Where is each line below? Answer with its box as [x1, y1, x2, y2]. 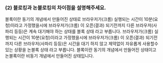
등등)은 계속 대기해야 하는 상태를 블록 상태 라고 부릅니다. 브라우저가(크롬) [14, 28, 153, 35]
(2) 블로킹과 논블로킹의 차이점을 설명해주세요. [5, 4, 106, 11]
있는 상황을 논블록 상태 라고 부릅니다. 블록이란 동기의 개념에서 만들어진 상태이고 [5, 47, 157, 53]
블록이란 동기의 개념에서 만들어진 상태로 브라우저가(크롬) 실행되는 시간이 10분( [5, 16, 154, 22]
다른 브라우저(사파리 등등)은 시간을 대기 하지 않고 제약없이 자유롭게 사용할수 [14, 41, 159, 47]
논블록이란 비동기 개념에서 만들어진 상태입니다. [5, 53, 94, 59]
